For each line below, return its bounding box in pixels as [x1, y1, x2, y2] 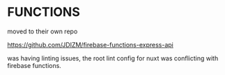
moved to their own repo [7, 27, 78, 35]
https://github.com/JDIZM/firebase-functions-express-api [7, 40, 174, 49]
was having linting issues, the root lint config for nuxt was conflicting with [7, 53, 219, 62]
